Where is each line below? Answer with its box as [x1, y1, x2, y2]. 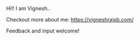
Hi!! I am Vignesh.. [6, 5, 51, 12]
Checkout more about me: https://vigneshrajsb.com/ [6, 16, 134, 23]
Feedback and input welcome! [6, 27, 80, 34]
